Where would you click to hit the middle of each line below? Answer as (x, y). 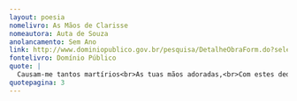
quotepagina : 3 (37, 83)
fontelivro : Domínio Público (63, 58)
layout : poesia (37, 17)
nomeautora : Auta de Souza (59, 33)
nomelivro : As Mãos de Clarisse (69, 25)
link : (19, 50)
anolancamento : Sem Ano (53, 42)
